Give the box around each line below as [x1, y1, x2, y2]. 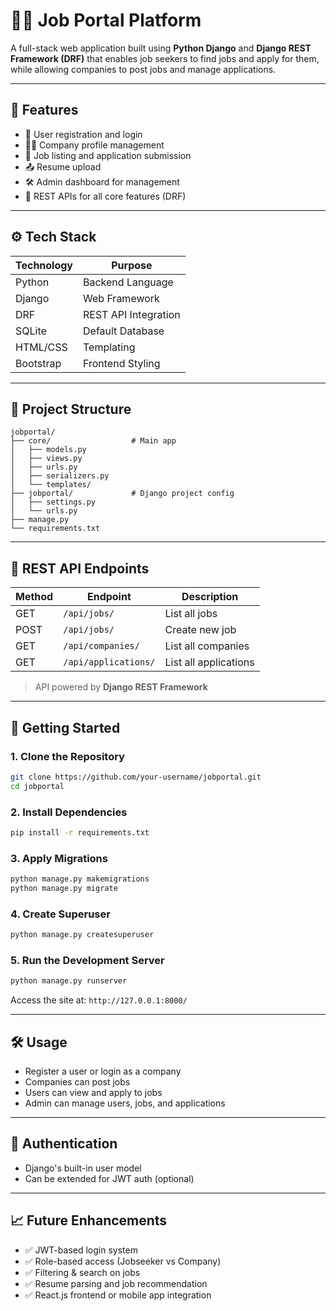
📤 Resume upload [24, 160, 102, 173]
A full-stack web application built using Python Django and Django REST [10, 42, 312, 54]
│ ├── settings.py [10, 497, 97, 508]
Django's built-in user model [24, 1162, 142, 1174]
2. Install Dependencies [10, 805, 128, 819]
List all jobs [164, 607, 218, 621]
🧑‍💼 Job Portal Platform [10, 9, 202, 32]
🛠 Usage [10, 1034, 68, 1051]
